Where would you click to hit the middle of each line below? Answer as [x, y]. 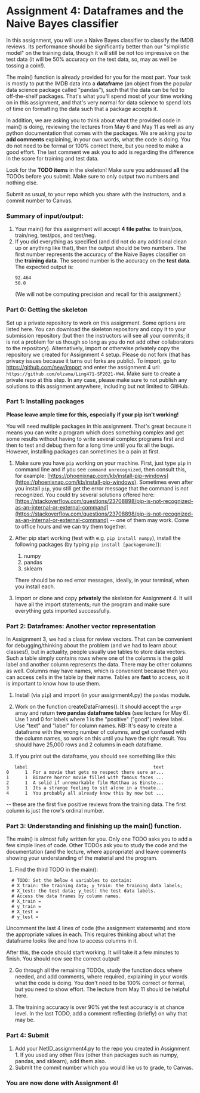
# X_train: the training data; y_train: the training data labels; [97, 886]
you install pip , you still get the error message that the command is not [102, 488]
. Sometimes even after [165, 482]
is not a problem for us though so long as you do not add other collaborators [100, 342]
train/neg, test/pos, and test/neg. [56, 235]
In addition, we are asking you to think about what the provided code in [93, 120]
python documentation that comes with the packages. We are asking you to [99, 133]
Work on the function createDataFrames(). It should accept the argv [98, 707]
